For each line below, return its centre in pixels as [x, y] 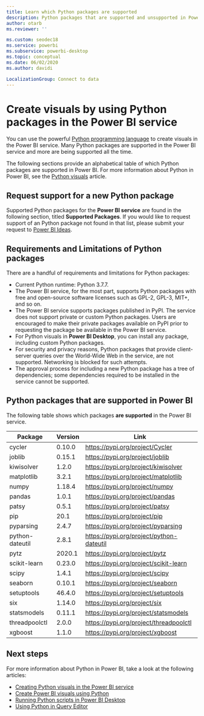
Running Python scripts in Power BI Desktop [70, 700]
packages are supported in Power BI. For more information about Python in [100, 170]
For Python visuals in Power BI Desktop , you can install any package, [102, 336]
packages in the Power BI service [92, 122]
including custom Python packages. [60, 343]
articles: [16, 675]
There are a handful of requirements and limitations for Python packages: [98, 273]
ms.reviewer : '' [27, 29]
